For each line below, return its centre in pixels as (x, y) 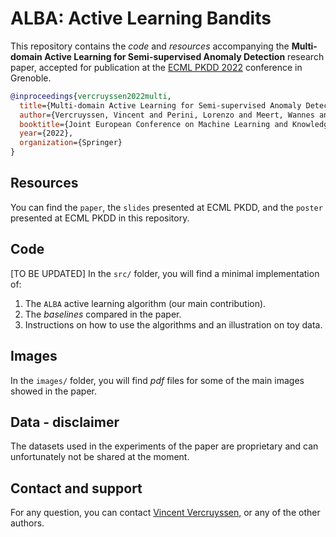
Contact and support (76, 488)
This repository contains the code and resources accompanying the (150, 46)
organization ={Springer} (71, 143)
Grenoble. (31, 78)
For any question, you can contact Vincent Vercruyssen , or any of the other (165, 513)
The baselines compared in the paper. (103, 314)
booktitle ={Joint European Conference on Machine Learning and (153, 124)
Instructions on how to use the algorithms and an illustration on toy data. (173, 324)
